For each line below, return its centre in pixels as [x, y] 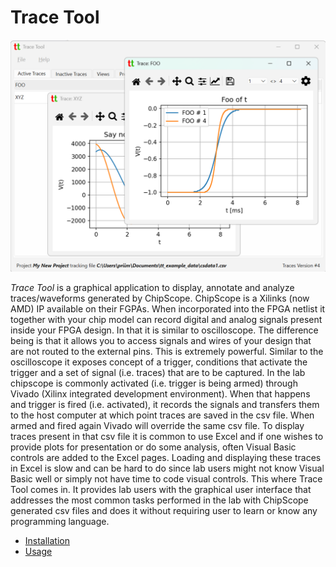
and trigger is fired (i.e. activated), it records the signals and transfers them [165, 405]
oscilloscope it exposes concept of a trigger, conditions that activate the [159, 362]
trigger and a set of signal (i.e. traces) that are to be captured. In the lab [158, 373]
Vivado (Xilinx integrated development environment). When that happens [160, 394]
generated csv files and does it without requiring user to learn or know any [164, 511]
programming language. [60, 522]
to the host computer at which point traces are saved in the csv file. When [162, 415]
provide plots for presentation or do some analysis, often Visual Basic [153, 447]
